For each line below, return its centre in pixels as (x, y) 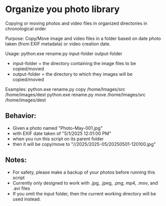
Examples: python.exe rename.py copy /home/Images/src (65, 89)
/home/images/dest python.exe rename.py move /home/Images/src (75, 94)
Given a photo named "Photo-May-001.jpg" (58, 128)
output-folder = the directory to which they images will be (72, 74)
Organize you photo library (63, 9)
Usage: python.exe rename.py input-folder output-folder (64, 54)
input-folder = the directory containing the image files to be (74, 63)
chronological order (26, 28)
